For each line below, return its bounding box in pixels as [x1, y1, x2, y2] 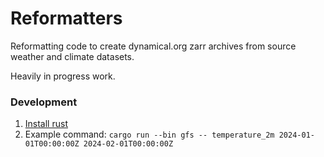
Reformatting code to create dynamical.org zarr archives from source [10, 40, 297, 52]
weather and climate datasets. [10, 50, 135, 62]
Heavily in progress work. [10, 70, 116, 82]
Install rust [24, 118, 68, 130]
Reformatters [10, 7, 123, 30]
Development [10, 95, 78, 109]
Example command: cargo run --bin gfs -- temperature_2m [24, 128, 275, 141]
